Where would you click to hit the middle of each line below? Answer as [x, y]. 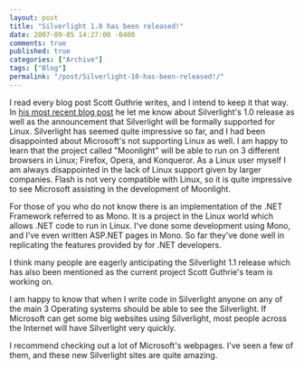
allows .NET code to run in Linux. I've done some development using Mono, [150, 225]
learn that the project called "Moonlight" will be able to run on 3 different [145, 150]
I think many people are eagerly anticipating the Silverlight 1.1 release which [150, 262]
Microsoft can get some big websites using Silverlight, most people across [148, 318]
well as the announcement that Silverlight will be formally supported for [142, 121]
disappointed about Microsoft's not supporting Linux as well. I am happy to [149, 140]
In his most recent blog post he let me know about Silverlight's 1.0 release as [152, 112]
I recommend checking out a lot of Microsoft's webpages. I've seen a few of [152, 345]
